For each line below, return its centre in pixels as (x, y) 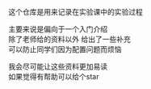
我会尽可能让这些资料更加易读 (58, 66)
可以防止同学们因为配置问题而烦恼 (65, 49)
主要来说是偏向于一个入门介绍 (58, 29)
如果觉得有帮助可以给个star (54, 76)
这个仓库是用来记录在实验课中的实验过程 (75, 12)
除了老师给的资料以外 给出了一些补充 (69, 39)
